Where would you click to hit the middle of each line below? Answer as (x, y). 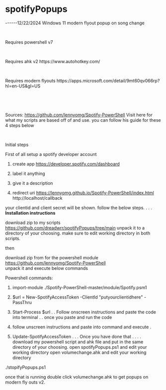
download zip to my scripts (33, 223)
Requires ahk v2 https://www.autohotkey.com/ (53, 61)
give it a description (33, 183)
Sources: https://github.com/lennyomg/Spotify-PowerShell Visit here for (79, 115)
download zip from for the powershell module (52, 257)
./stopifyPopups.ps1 (26, 367)
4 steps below (20, 125)
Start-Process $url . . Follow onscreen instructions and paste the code (84, 312)
